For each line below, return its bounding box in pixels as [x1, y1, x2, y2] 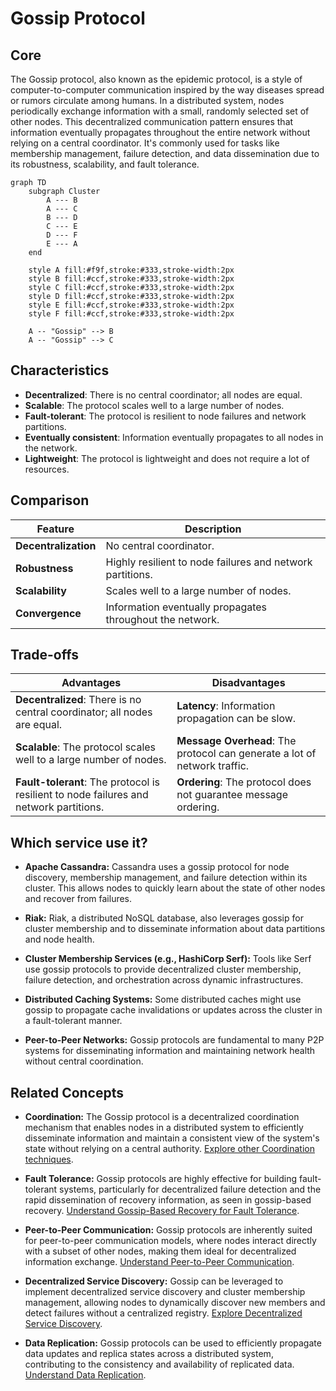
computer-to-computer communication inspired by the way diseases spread [10, 84, 325, 96]
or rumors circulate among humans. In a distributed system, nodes [10, 95, 285, 106]
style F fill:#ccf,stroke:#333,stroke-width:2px [28, 309, 235, 319]
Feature [36, 522, 75, 536]
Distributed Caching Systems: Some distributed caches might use [24, 993, 302, 1006]
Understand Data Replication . [24, 1369, 147, 1381]
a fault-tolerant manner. [24, 1015, 123, 1027]
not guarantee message [176, 788, 288, 802]
